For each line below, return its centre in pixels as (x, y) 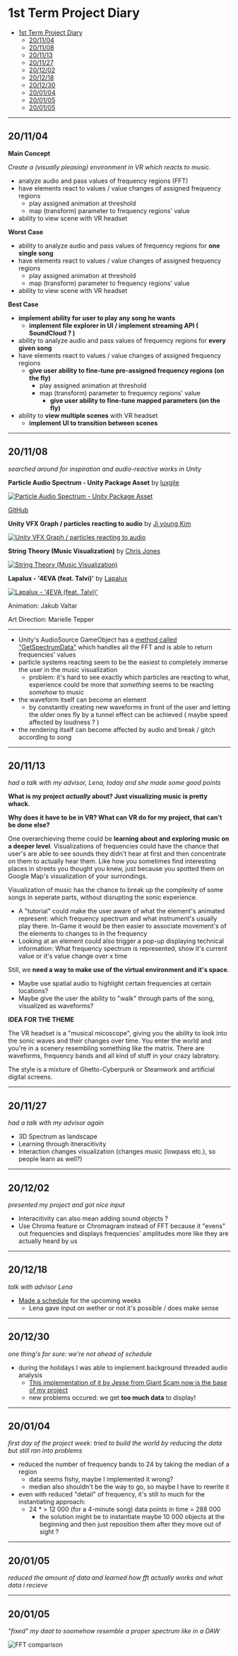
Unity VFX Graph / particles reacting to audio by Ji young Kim (100, 523)
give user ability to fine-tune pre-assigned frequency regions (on (126, 370)
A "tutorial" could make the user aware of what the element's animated (121, 911)
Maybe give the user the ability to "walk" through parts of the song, (116, 998)
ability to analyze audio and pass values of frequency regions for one (119, 246)
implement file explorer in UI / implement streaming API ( (113, 325)
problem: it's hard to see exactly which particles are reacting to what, (129, 677)
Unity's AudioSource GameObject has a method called (97, 640)
